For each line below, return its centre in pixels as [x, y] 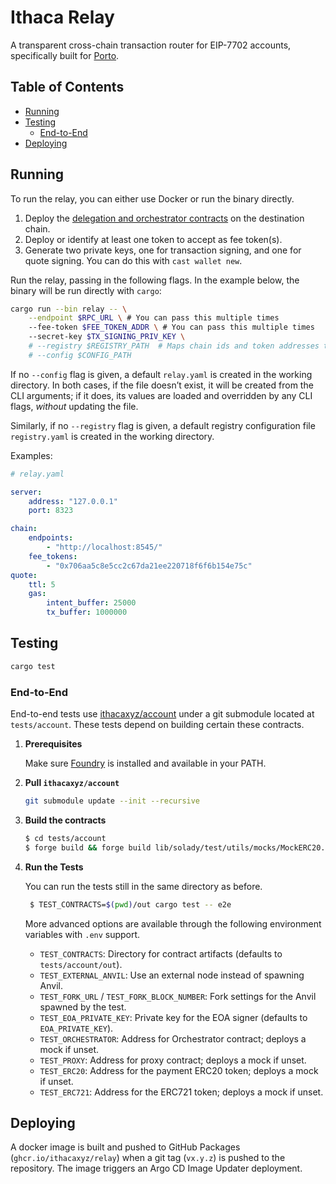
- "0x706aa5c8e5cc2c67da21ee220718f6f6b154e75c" [149, 566]
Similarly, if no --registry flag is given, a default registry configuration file [163, 425]
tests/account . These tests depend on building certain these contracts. [157, 725]
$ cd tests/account [65, 838]
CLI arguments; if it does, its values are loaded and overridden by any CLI [161, 395]
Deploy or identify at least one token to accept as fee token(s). [153, 239]
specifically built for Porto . [65, 55]
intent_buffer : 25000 [91, 603]
